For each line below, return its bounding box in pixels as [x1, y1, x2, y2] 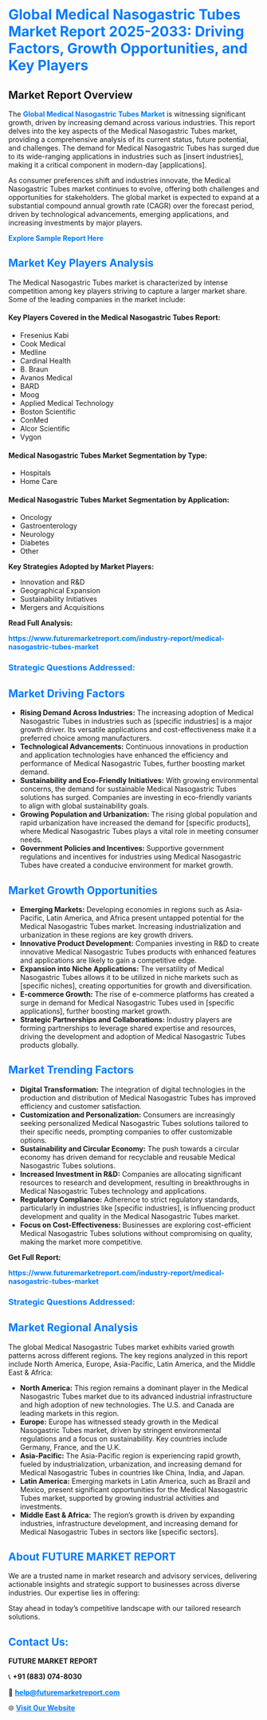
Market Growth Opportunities [8, 884, 158, 897]
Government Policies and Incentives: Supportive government [19, 844, 225, 853]
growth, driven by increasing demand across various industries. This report [8, 118, 256, 127]
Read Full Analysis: [8, 618, 73, 628]
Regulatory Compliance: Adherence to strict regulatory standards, [19, 1195, 240, 1204]
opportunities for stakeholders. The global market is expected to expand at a [8, 193, 260, 202]
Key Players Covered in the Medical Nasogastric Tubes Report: [8, 313, 221, 322]
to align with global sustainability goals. [19, 801, 150, 811]
